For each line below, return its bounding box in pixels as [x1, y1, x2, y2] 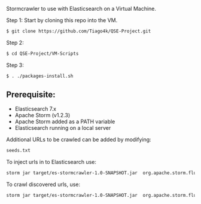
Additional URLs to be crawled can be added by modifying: [6, 136, 151, 143]
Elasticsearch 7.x [14, 105, 57, 112]
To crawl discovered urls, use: [6, 181, 81, 188]
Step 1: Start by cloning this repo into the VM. [6, 17, 118, 23]
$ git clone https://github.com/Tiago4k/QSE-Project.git [6, 28, 151, 34]
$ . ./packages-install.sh [6, 73, 74, 79]
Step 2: [6, 39, 24, 46]
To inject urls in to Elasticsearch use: [6, 159, 97, 166]
